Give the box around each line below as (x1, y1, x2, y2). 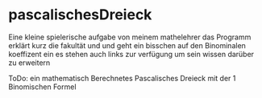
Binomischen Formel (8, 82, 77, 92)
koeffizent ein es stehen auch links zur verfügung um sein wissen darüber (8, 49, 255, 59)
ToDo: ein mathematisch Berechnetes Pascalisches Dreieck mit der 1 (8, 73, 236, 83)
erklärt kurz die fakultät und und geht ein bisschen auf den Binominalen (8, 40, 246, 50)
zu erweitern (8, 58, 51, 67)
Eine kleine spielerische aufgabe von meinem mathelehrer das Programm (8, 32, 252, 42)
